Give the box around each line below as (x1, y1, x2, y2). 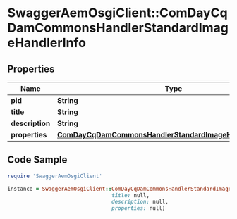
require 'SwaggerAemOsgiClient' (7, 173, 102, 180)
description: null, (111, 199, 169, 206)
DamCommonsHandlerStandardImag (7, 20, 229, 36)
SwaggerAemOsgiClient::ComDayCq (7, 5, 228, 21)
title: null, (111, 192, 150, 199)
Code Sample (7, 154, 68, 166)
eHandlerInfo (7, 35, 87, 51)
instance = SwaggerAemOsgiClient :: (7, 185, 112, 192)
